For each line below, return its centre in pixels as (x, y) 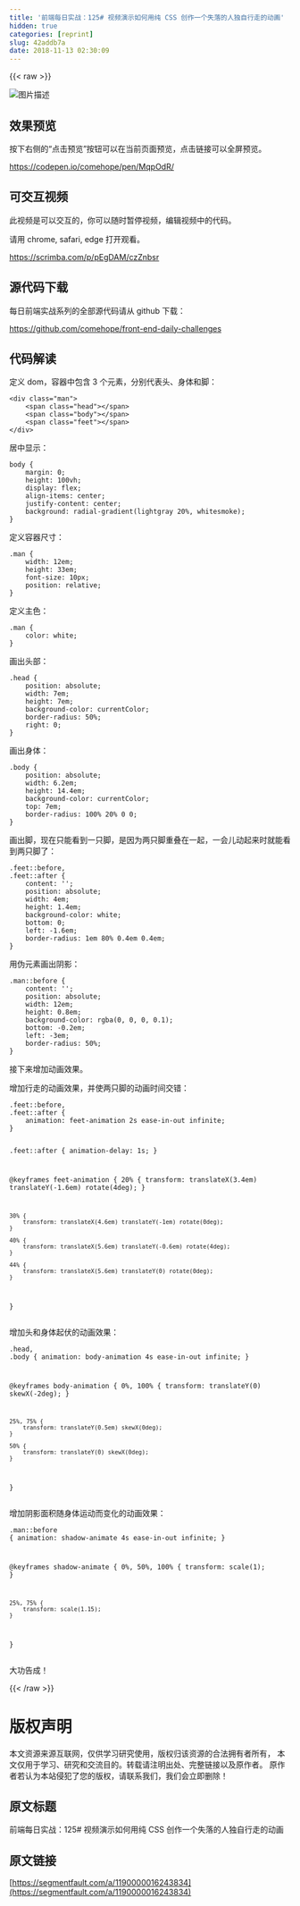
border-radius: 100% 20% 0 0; (82, 814)
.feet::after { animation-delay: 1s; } (83, 1151)
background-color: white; (74, 915)
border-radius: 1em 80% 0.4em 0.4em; (96, 939)
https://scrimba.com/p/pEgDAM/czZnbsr (84, 257)
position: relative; (63, 586)
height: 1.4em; (54, 907)
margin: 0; (46, 473)
